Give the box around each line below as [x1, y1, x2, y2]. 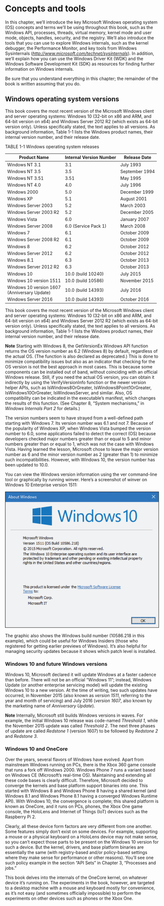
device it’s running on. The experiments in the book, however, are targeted [5, 880, 155, 886]
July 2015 [120, 271, 142, 277]
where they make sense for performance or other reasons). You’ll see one [5, 854, 154, 861]
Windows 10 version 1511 [7, 278, 61, 284]
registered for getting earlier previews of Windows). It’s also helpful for [5, 643, 147, 649]
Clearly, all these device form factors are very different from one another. [5, 824, 152, 829]
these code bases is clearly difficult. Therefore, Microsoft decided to [5, 777, 143, 783]
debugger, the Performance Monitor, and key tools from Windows [5, 45, 137, 51]
